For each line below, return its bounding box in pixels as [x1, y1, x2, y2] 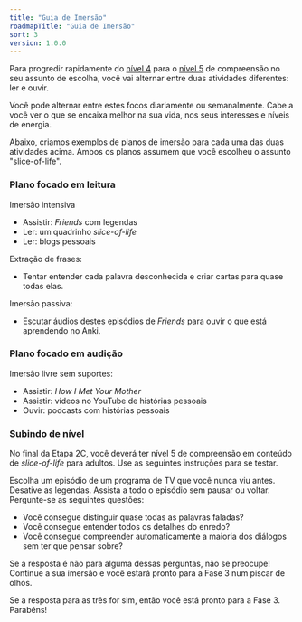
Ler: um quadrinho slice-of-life [22, 226, 137, 237]
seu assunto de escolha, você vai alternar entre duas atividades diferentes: [9, 73, 289, 84]
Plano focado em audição [9, 347, 124, 360]
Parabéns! [9, 605, 48, 616]
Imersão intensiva [9, 199, 76, 210]
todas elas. [22, 280, 64, 291]
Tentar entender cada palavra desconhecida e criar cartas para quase [22, 270, 284, 281]
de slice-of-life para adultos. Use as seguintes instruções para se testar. [9, 457, 278, 468]
